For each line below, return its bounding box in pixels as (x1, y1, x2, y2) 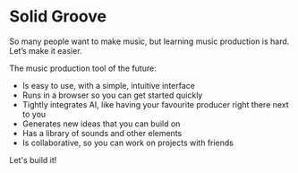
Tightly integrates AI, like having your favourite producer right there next (21, 99, 289, 109)
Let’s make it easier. (9, 45, 82, 56)
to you (21, 108, 47, 119)
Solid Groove (9, 6, 107, 27)
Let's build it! (9, 154, 57, 165)
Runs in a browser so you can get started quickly (21, 90, 203, 100)
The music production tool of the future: (9, 63, 157, 74)
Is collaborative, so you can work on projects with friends (21, 137, 234, 148)
